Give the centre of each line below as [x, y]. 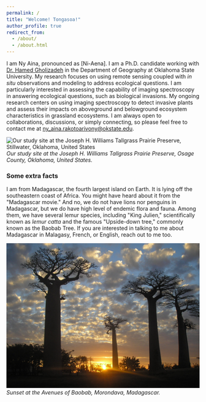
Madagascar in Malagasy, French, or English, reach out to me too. [90, 235]
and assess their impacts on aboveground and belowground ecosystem [97, 109]
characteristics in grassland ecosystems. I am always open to [84, 116]
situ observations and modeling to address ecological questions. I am [94, 83]
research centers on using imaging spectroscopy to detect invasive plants [100, 102]
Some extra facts [32, 176]
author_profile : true [34, 26]
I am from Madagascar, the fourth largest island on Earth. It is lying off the [100, 189]
